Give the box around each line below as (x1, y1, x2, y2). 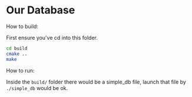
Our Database (6, 4, 75, 17)
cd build (6, 45, 28, 51)
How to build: (6, 23, 38, 30)
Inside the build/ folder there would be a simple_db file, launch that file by (6, 78, 187, 85)
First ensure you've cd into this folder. (6, 34, 98, 41)
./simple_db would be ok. (6, 84, 68, 91)
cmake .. (6, 51, 28, 57)
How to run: (6, 67, 35, 74)
